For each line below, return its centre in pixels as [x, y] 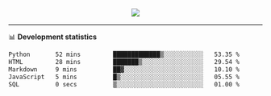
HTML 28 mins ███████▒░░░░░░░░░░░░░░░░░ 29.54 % [124, 62]
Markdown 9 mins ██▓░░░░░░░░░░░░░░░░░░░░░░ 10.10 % [124, 70]
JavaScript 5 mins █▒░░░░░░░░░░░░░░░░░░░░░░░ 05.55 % [124, 77]
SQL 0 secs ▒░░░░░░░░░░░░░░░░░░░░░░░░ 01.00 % [124, 84]
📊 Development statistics [53, 37]
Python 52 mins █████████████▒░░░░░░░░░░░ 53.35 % [124, 55]
